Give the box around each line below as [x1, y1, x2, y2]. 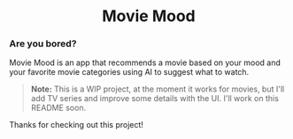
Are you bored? [9, 38, 77, 50]
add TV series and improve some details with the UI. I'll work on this [30, 93, 279, 104]
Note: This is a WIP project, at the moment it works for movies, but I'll [30, 84, 285, 94]
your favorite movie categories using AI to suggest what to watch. [9, 67, 250, 77]
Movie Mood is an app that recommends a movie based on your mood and [9, 57, 281, 68]
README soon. [30, 103, 87, 113]
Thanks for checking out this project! [9, 120, 144, 130]
